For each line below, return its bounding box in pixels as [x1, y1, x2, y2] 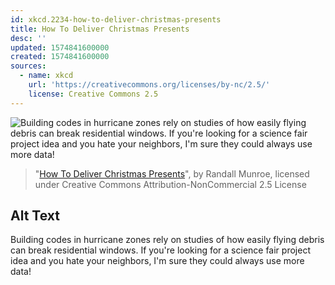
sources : [10, 61, 47, 71]
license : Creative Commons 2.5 [28, 89, 159, 99]
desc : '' [10, 33, 47, 43]
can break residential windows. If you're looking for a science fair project [10, 244, 311, 256]
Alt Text [10, 207, 60, 225]
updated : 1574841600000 [10, 42, 110, 53]
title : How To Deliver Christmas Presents [10, 24, 190, 34]
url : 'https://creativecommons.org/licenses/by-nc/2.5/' [28, 80, 271, 90]
